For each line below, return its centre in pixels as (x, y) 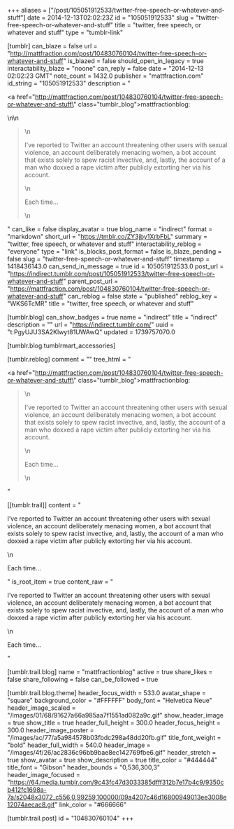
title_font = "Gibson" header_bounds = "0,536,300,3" (84, 767)
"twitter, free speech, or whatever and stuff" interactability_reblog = (104, 244)
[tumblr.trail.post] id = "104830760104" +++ (71, 818)
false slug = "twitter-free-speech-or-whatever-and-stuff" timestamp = (109, 259)
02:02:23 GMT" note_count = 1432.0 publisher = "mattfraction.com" (105, 76)
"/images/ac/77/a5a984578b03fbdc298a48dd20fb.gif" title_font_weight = (114, 738)
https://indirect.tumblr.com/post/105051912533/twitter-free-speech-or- (112, 274)
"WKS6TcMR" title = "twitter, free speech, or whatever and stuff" (101, 303)
